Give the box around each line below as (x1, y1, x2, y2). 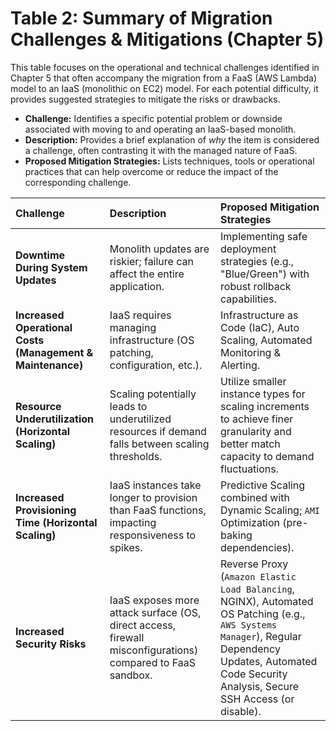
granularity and (220, 424, 292, 438)
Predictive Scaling (220, 478, 306, 492)
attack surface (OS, (109, 605, 202, 619)
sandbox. (109, 668, 153, 682)
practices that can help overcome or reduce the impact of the (24, 165, 279, 177)
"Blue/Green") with (220, 267, 310, 281)
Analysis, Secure (220, 679, 300, 693)
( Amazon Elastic (220, 569, 297, 583)
